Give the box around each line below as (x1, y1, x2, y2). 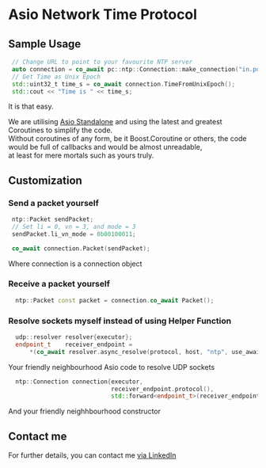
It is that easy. (8, 101, 54, 112)
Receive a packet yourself (8, 279, 111, 290)
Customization (8, 173, 83, 187)
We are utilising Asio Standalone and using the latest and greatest (8, 117, 223, 127)
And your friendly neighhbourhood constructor (8, 406, 161, 417)
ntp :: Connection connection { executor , (15, 378, 144, 386)
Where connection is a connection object (8, 259, 142, 268)
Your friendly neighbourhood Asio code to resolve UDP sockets (8, 362, 215, 371)
